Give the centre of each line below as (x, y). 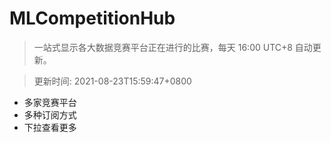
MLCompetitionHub (92, 18)
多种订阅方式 (50, 114)
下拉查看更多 (50, 127)
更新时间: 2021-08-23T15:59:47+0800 (112, 81)
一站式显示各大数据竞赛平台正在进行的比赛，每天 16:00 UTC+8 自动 (173, 47)
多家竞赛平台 (50, 102)
